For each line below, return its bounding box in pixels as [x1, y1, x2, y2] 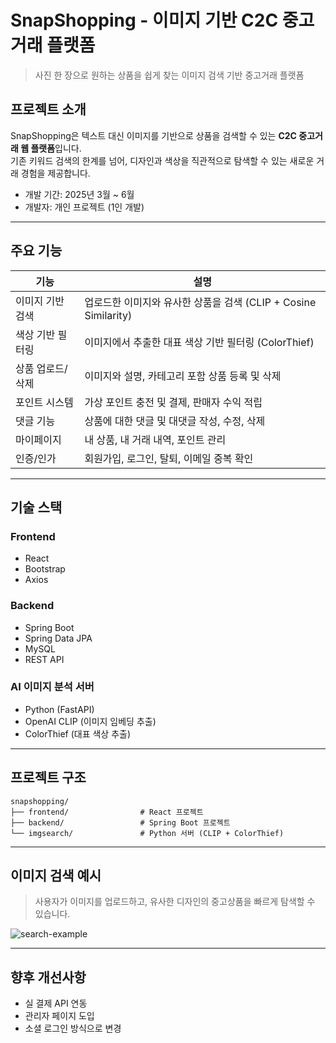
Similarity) [84, 308, 133, 322]
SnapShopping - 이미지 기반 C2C [10, 9, 279, 32]
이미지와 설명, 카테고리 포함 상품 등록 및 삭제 [84, 369, 282, 383]
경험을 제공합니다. [20, 167, 91, 179]
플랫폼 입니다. [30, 142, 82, 154]
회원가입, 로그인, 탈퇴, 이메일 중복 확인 [84, 451, 254, 465]
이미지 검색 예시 [10, 867, 102, 885]
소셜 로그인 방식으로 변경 [24, 1022, 122, 1035]
